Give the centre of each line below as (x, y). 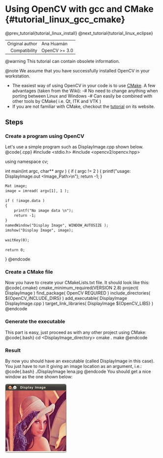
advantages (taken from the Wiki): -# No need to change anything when (85, 91)
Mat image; (16, 186)
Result (13, 350)
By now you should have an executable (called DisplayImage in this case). (80, 361)
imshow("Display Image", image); (39, 230)
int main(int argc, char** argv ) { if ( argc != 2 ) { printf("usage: (68, 171)
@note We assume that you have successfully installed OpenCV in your (77, 71)
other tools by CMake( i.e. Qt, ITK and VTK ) (57, 101)
